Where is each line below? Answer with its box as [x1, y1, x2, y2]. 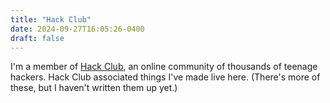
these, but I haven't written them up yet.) [10, 82, 178, 94]
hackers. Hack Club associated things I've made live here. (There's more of [10, 71, 321, 83]
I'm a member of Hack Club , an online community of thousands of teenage [10, 61, 318, 73]
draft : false [10, 33, 65, 43]
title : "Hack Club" [10, 14, 92, 25]
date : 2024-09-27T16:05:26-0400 [10, 24, 145, 34]
